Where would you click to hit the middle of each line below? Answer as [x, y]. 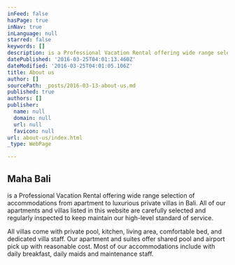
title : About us [31, 72]
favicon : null [34, 131]
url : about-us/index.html [45, 137]
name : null [29, 111]
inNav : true [24, 27]
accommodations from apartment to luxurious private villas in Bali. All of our [116, 203]
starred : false [29, 40]
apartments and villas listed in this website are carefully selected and [107, 210]
